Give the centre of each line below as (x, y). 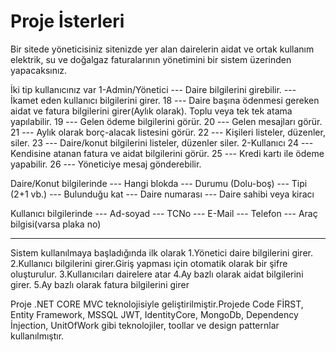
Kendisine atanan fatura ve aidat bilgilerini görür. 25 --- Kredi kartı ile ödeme (167, 153)
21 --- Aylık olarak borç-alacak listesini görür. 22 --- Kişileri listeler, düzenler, (168, 132)
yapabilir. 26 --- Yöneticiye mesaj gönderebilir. (106, 164)
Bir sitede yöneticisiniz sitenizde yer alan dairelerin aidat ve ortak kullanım (162, 49)
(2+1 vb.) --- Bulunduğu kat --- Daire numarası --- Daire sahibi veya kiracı (162, 194)
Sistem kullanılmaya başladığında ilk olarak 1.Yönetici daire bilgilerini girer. (161, 252)
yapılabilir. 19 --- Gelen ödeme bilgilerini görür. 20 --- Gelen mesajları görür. (166, 121)
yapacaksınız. (39, 70)
